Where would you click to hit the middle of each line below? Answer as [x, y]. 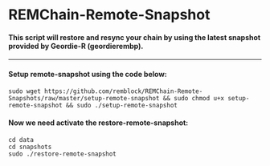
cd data [21, 140]
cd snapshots [30, 147]
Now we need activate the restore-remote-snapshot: [98, 123]
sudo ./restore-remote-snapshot [62, 154]
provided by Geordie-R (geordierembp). [76, 46]
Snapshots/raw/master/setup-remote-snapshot [84, 98]
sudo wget [25, 91]
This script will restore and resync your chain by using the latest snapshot [135, 37]
